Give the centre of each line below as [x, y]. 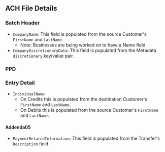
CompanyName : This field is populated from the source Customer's [80, 34]
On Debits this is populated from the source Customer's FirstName [89, 110]
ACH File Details [31, 8]
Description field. [31, 144]
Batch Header [23, 23]
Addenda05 [18, 127]
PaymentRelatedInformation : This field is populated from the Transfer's [86, 138]
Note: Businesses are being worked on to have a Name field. [84, 45]
